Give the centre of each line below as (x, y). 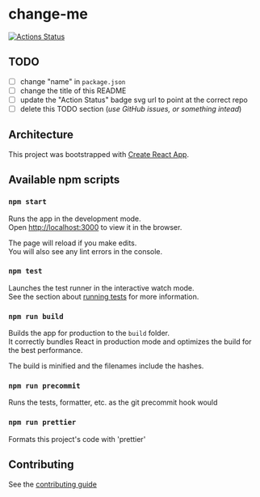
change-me (48, 14)
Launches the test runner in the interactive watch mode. (102, 287)
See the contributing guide (52, 484)
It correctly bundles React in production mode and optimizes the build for (130, 342)
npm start (27, 202)
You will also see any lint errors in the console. (86, 251)
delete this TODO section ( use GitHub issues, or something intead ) (131, 108)
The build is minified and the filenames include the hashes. (106, 366)
